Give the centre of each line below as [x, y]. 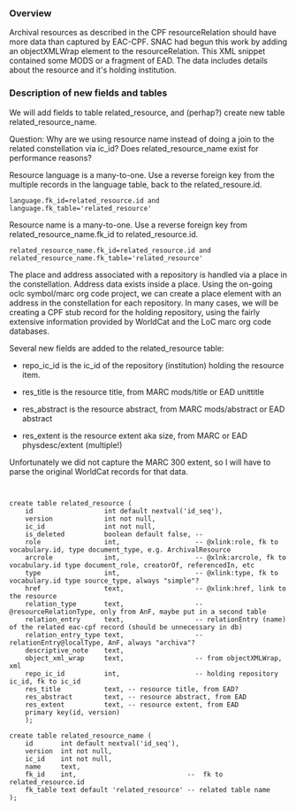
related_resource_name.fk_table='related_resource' [106, 258]
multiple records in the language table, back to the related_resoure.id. [136, 184]
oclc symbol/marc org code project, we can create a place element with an [145, 293]
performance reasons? [51, 158]
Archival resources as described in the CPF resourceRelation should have [143, 33]
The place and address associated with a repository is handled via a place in [148, 274]
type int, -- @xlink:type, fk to [152, 573]
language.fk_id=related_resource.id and [85, 201]
